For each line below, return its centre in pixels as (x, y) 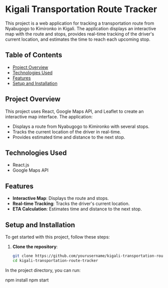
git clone (23, 256)
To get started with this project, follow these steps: (58, 237)
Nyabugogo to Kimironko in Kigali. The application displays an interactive (81, 28)
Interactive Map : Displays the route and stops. (61, 198)
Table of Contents (34, 55)
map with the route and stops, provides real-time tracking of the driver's (80, 34)
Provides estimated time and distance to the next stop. (69, 137)
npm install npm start (27, 280)
